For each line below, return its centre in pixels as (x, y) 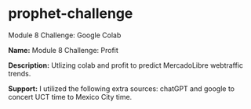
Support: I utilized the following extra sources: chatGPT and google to (122, 88)
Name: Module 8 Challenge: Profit (64, 50)
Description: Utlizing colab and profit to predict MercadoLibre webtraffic (126, 65)
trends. (20, 73)
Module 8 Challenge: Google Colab (65, 35)
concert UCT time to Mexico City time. (70, 97)
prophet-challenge (71, 14)
